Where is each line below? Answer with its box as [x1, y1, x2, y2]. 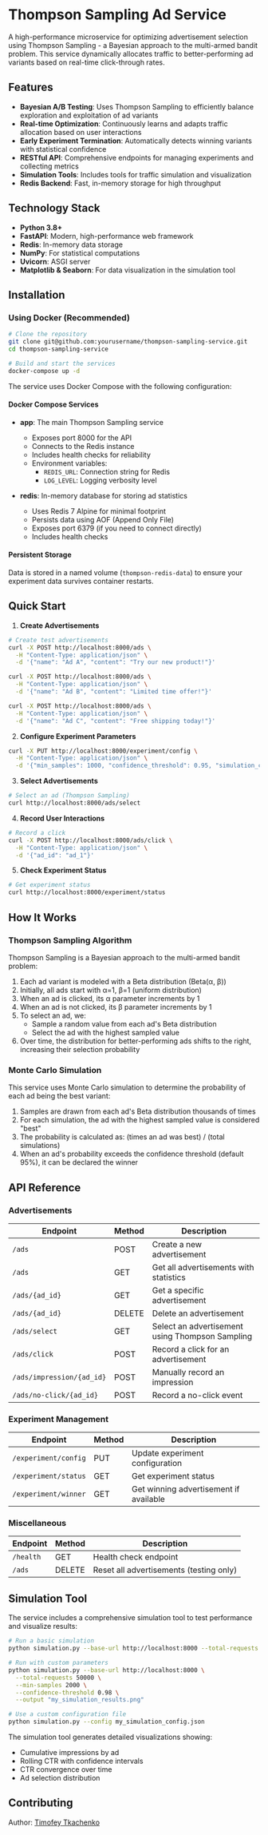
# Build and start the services [8, 359, 116, 367]
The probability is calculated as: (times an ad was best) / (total [19, 1132, 225, 1142]
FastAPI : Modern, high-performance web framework [19, 231, 194, 240]
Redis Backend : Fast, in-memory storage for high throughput [19, 178, 222, 188]
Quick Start [8, 599, 66, 613]
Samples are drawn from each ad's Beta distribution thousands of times [19, 1106, 257, 1116]
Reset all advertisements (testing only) [93, 1564, 238, 1575]
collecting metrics [19, 161, 80, 171]
